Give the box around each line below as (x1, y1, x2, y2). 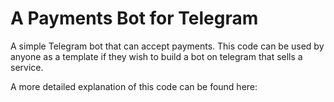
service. (10, 61, 44, 73)
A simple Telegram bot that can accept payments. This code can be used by (10, 40, 325, 52)
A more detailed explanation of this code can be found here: (10, 80, 258, 92)
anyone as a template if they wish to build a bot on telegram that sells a (10, 50, 303, 62)
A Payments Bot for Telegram (10, 7, 259, 30)
